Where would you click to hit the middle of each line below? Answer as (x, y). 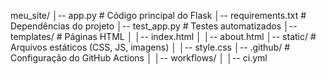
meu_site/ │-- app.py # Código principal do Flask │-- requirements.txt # (158, 15)
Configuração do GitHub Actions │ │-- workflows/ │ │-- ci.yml (139, 58)
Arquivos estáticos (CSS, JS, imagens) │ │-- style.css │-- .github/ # (150, 47)
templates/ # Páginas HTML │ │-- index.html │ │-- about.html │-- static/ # (163, 36)
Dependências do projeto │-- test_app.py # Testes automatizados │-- (154, 26)
